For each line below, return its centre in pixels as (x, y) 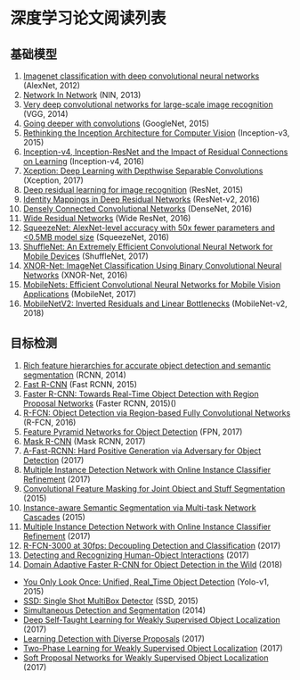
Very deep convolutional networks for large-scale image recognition (148, 104)
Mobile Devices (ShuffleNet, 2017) (86, 256)
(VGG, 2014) (46, 114)
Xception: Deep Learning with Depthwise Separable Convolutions (143, 171)
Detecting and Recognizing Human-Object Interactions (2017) (136, 555)
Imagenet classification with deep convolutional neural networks (141, 76)
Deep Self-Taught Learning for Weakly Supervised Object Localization (152, 619)
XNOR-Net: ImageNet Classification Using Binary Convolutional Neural (152, 265)
